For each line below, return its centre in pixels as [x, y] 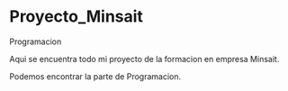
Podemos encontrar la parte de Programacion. [95, 76]
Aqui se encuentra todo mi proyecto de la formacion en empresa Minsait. [144, 59]
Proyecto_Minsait [76, 17]
